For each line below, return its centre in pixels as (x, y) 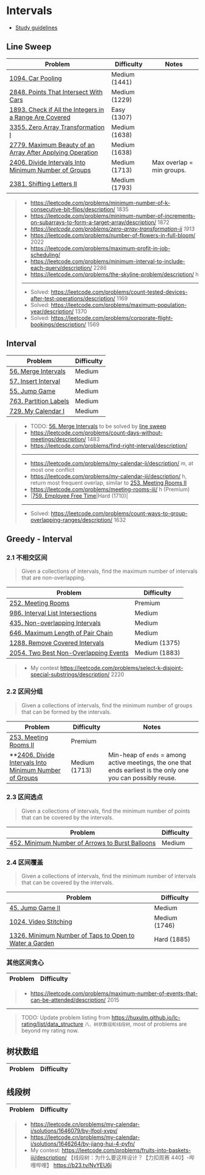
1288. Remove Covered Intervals (57, 643)
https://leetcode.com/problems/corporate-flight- (112, 318)
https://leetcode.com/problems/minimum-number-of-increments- (113, 215)
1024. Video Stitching (41, 922)
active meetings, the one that (150, 763)
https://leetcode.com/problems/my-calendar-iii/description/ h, (109, 476)
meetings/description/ (58, 439)
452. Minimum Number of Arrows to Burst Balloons (83, 843)
